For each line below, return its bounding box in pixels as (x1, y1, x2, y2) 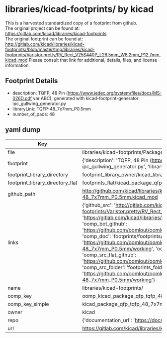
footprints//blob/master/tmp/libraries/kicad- (5, 46, 95, 52)
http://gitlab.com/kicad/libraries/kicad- (5, 41, 84, 47)
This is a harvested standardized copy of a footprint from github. (5, 20, 138, 26)
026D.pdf (12, 95, 32, 101)
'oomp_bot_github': (82, 220, 127, 227)
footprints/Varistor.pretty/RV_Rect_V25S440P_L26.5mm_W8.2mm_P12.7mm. (5, 51, 161, 58)
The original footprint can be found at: (5, 36, 83, 42)
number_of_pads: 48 (12, 111, 55, 117)
